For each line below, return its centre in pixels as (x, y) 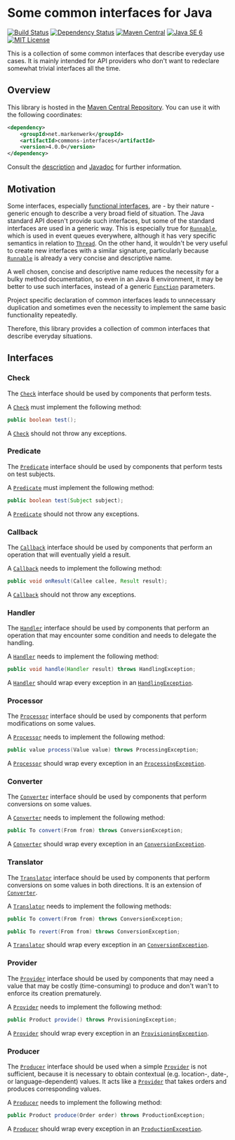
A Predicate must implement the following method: (81, 487)
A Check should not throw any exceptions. (67, 433)
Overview (29, 90)
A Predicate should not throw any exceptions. (73, 514)
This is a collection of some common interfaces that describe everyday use (116, 53)
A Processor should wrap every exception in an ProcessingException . (107, 764)
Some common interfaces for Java (110, 13)
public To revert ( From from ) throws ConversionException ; (94, 931)
